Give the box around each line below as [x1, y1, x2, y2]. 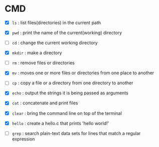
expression [12, 136, 35, 142]
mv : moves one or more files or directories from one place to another [12, 70, 154, 76]
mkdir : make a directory [12, 50, 62, 56]
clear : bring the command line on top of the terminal [12, 110, 122, 116]
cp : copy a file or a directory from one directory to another [12, 80, 133, 86]
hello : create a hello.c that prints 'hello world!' [12, 120, 109, 126]
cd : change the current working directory [12, 40, 98, 46]
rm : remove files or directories [12, 60, 75, 66]
